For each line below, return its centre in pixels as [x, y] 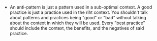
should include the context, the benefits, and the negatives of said [77, 28]
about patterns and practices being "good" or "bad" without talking [78, 18]
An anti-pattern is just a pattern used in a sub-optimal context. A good [81, 7]
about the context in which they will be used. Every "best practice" [77, 23]
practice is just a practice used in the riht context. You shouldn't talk [79, 12]
